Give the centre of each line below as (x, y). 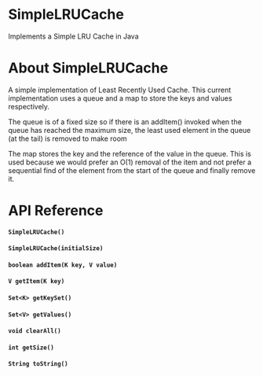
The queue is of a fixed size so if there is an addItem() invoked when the (125, 122)
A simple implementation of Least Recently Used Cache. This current (120, 90)
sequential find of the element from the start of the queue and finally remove (132, 170)
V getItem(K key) (37, 282)
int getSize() (31, 348)
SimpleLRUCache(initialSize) (56, 249)
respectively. (29, 106)
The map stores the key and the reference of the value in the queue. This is (130, 153)
